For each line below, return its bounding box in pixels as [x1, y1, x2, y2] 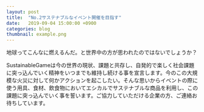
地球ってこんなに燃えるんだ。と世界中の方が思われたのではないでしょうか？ [6, 49, 198, 56]
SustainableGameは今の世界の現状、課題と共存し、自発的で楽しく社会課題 [6, 62, 195, 69]
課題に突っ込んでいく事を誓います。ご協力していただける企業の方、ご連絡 [6, 92, 192, 99]
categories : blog [6, 25, 51, 32]
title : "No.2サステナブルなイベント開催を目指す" [6, 15, 122, 21]
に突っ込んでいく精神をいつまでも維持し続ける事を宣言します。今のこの [6, 69, 187, 76]
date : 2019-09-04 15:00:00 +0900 [6, 20, 97, 26]
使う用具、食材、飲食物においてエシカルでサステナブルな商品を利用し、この [6, 84, 199, 91]
